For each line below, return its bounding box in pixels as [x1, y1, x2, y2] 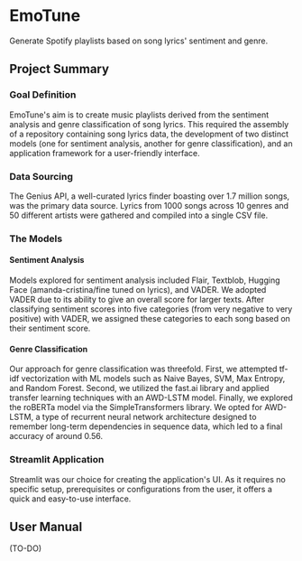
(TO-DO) [9, 543, 42, 554]
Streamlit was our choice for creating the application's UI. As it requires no [9, 473, 286, 484]
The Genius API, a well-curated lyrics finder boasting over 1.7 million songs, [9, 191, 290, 201]
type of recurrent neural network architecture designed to [41, 412, 257, 423]
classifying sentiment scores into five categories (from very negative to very [9, 304, 293, 314]
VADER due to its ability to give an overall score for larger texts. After [9, 295, 265, 305]
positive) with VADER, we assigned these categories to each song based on [9, 313, 291, 324]
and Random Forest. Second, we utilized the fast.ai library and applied [9, 383, 270, 394]
